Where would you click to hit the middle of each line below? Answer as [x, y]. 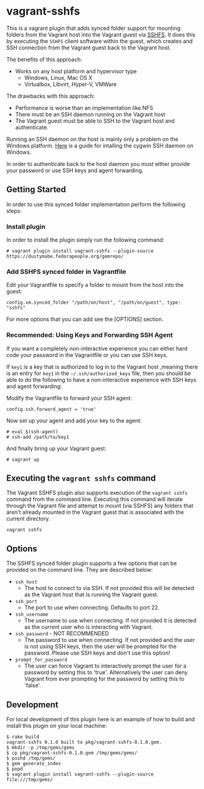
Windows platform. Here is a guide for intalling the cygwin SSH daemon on [100, 145]
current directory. [28, 519]
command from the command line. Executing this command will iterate [95, 499]
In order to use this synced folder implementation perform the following [96, 204]
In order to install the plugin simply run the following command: [85, 240]
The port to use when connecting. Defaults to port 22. [92, 608]
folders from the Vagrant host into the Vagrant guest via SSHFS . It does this [101, 34]
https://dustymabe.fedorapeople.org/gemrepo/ [65, 257]
